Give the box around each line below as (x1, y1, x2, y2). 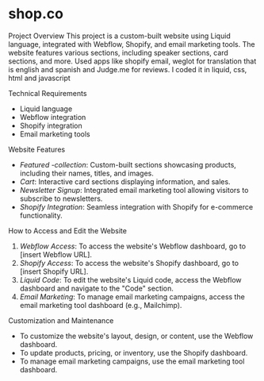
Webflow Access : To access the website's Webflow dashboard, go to (19, 241, 247, 251)
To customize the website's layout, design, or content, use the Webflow (19, 331, 254, 341)
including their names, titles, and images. (19, 168, 155, 178)
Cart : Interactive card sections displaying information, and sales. (19, 176, 231, 187)
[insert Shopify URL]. (19, 267, 89, 276)
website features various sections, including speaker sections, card (8, 48, 228, 57)
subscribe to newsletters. (19, 194, 103, 203)
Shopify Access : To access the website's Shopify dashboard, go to (19, 258, 239, 267)
